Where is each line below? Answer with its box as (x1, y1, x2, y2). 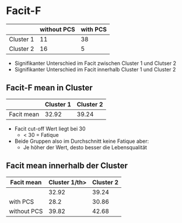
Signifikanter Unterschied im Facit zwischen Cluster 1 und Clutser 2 (14, 60, 177, 67)
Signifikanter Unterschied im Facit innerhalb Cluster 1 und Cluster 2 (14, 66, 176, 73)
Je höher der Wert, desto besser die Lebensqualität (23, 143, 148, 150)
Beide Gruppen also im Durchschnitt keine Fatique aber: (14, 138, 149, 145)
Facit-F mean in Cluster (6, 83, 93, 93)
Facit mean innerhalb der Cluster (6, 161, 128, 171)
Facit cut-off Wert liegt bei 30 (14, 125, 86, 132)
